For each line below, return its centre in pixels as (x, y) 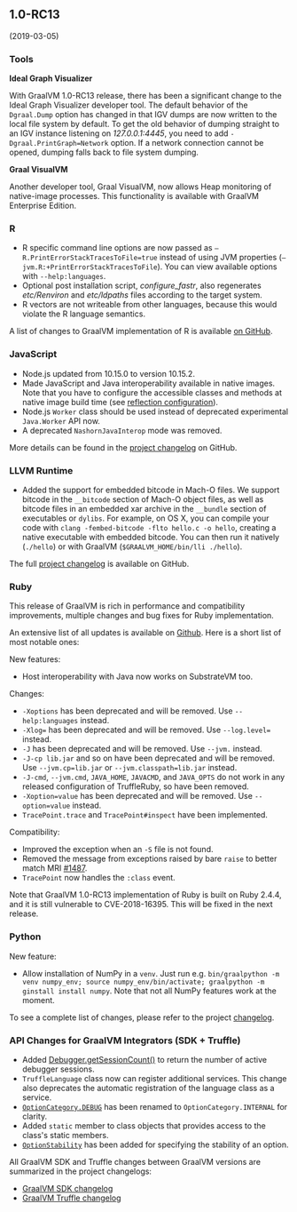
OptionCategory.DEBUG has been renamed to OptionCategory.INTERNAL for (155, 1106)
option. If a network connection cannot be (187, 143)
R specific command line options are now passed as (117, 248)
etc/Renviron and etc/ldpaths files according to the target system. (142, 295)
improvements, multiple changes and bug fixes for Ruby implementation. (142, 616)
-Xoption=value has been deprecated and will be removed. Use (137, 796)
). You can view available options (217, 267)
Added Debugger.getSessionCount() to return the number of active (145, 1059)
